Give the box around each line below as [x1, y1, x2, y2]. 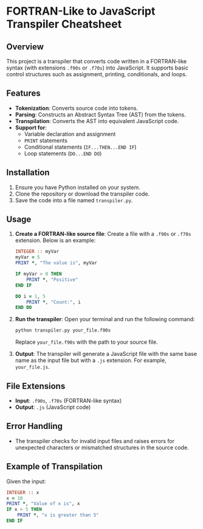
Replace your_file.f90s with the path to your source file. [15, 338, 158, 346]
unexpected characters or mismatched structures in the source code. [15, 444, 190, 451]
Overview [6, 41, 44, 52]
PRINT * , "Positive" [26, 276, 78, 283]
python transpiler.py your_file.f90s [15, 327, 111, 333]
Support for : [15, 124, 47, 131]
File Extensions [6, 381, 66, 391]
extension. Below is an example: [15, 236, 96, 244]
